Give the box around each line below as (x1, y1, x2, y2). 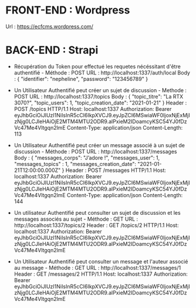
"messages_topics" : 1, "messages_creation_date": (13, 160, 136, 167)
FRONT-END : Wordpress (5, 4, 130, 17)
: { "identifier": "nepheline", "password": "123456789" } (13, 75, 148, 82)
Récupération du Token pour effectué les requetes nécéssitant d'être (13, 63, 181, 70)
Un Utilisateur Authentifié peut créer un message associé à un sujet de (13, 141, 185, 148)
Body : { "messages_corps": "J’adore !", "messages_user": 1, (13, 154, 160, 161)
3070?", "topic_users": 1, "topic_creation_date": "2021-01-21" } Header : (13, 99, 187, 106)
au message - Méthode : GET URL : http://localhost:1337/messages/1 (13, 264, 181, 271)
